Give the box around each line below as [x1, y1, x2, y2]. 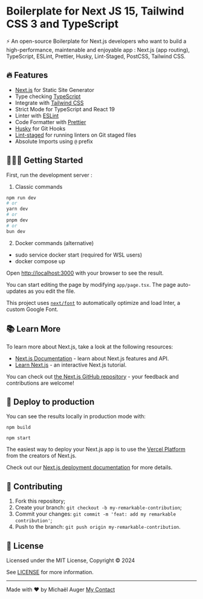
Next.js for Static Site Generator [14, 86, 95, 93]
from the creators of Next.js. [6, 452, 77, 459]
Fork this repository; [14, 497, 65, 505]
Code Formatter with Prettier [14, 118, 86, 125]
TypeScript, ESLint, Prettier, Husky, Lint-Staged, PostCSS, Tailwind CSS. [6, 53, 186, 60]
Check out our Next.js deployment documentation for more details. [6, 464, 173, 471]
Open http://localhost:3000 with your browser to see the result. [6, 269, 164, 277]
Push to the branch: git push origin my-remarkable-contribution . [14, 523, 181, 531]
